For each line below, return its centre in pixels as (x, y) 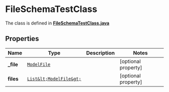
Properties (22, 39)
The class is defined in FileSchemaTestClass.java (57, 23)
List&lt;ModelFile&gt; (54, 79)
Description (100, 52)
